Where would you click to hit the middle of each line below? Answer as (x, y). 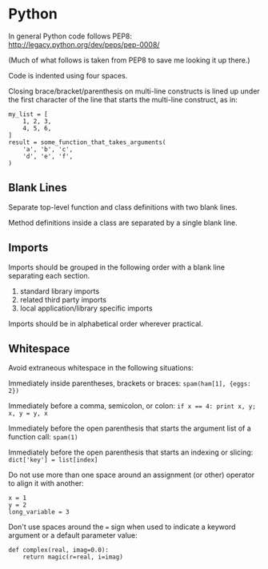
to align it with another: (46, 483)
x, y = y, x (28, 414)
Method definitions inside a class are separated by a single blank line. (123, 222)
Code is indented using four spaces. (68, 75)
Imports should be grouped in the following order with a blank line (117, 267)
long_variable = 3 (39, 512)
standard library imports (60, 291)
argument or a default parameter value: (73, 535)
